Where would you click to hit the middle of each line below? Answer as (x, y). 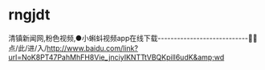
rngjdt (29, 15)
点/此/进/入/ (28, 48)
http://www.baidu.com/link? (93, 48)
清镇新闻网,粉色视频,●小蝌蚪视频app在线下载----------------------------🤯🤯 (133, 38)
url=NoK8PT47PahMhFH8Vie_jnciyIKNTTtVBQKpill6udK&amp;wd (116, 57)
